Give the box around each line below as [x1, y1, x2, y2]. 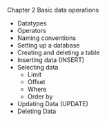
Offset [27, 78, 46, 85]
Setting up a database [17, 41, 80, 49]
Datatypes [17, 19, 47, 27]
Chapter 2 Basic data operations [7, 6, 99, 14]
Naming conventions [17, 34, 77, 42]
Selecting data [17, 63, 59, 71]
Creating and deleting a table [17, 48, 100, 57]
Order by [27, 92, 53, 101]
